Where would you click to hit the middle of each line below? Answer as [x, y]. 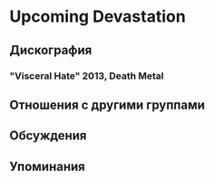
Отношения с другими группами [107, 104]
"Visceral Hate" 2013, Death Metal [87, 76]
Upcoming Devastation [97, 17]
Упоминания [48, 166]
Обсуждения [48, 136]
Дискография [51, 50]
